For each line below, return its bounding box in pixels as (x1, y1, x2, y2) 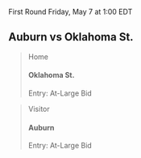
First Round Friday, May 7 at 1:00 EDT (8, 7, 133, 16)
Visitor (27, 105, 50, 114)
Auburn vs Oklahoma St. (8, 30, 135, 44)
